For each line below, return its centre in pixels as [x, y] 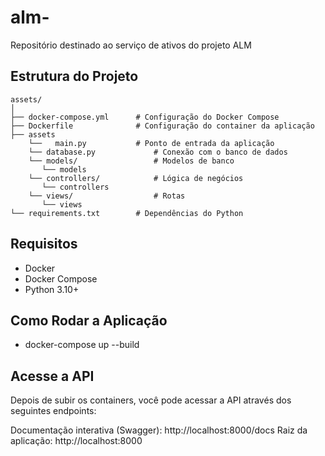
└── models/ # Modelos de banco [131, 161]
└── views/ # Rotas [107, 196]
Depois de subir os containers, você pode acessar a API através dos [151, 400]
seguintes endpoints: [53, 411]
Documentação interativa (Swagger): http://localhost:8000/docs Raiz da [159, 430]
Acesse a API [52, 376]
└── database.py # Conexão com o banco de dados [158, 152]
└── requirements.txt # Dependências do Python [127, 213]
